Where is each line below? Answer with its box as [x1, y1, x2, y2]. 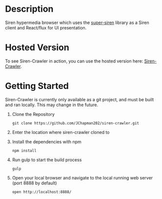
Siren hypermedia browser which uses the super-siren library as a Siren [5, 20, 149, 25]
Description [5, 3, 54, 15]
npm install [12, 148, 37, 153]
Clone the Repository [12, 111, 55, 117]
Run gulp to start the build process [12, 156, 82, 162]
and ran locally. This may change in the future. [5, 102, 99, 108]
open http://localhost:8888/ [12, 189, 72, 194]
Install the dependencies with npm [12, 138, 81, 145]
